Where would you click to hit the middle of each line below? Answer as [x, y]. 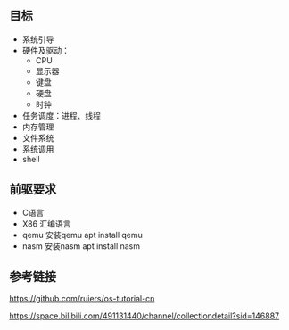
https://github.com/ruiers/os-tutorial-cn [82, 299]
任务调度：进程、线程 [61, 115]
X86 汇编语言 [46, 223]
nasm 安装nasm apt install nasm [81, 246]
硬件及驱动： [45, 50]
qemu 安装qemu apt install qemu [82, 235]
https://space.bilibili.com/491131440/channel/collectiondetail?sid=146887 [144, 316]
